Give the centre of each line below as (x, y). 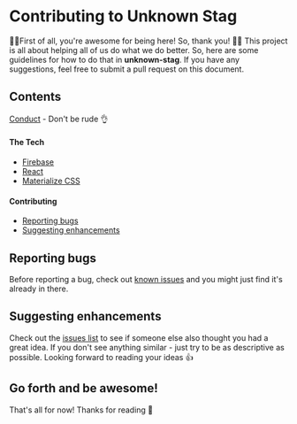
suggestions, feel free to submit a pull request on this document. (127, 69)
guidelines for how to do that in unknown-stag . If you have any (125, 59)
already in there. (39, 289)
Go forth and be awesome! (84, 388)
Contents (35, 97)
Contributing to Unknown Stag (123, 16)
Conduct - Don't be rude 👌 (59, 119)
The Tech (27, 143)
